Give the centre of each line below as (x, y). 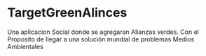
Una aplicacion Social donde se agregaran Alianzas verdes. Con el (103, 32)
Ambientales (25, 46)
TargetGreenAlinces (67, 13)
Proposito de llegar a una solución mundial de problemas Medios (101, 39)
